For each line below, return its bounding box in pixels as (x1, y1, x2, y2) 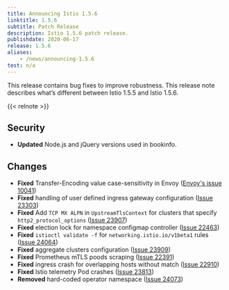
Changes (7, 161, 47, 172)
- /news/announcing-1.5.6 (19, 56, 95, 63)
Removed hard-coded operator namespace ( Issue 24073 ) (17, 275, 184, 284)
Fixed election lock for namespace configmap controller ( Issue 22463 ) (17, 223, 220, 232)
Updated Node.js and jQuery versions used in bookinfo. (17, 140, 177, 149)
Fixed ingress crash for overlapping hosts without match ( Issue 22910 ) (17, 260, 220, 268)
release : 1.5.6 (7, 42, 51, 49)
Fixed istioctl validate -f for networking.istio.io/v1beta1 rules (17, 231, 209, 239)
